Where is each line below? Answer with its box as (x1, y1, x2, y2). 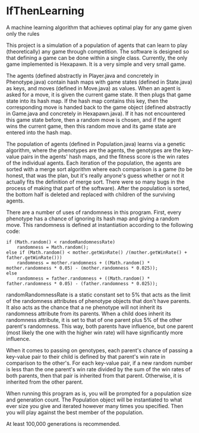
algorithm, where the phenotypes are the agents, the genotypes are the (6, 147, 181, 154)
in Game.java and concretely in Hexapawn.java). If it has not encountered (6, 110, 186, 117)
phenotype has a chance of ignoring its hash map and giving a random (6, 215, 179, 222)
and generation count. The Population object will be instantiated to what (6, 396, 182, 403)
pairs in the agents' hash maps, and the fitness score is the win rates (20, 153, 189, 160)
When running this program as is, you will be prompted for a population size (6, 390, 192, 397)
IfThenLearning (6, 4, 85, 18)
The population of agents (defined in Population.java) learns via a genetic (6, 140, 186, 147)
